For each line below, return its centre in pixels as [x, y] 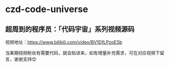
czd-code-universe [47, 9]
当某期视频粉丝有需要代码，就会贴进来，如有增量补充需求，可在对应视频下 [82, 53]
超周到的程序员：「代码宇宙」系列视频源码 [70, 29]
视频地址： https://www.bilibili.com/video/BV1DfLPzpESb [64, 42]
